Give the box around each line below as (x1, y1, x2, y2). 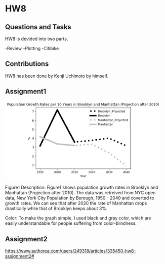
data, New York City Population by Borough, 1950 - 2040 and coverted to (5, 195, 155, 201)
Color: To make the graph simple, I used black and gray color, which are (5, 215, 152, 221)
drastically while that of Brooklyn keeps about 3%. (5, 206, 108, 211)
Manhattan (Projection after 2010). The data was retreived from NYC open (5, 190, 156, 196)
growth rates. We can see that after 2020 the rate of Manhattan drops (5, 200, 147, 206)
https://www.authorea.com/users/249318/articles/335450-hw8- (5, 248, 136, 254)
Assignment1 (5, 87, 46, 96)
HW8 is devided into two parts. (5, 36, 68, 42)
